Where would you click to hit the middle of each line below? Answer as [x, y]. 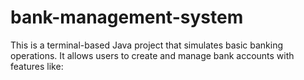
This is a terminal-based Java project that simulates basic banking [147, 45]
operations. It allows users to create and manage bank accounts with [152, 55]
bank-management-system [127, 17]
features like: [37, 66]
